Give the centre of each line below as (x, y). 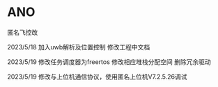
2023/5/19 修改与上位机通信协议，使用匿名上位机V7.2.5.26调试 (97, 77)
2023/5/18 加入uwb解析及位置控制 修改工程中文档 (79, 47)
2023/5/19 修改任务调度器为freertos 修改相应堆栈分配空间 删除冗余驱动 (109, 62)
